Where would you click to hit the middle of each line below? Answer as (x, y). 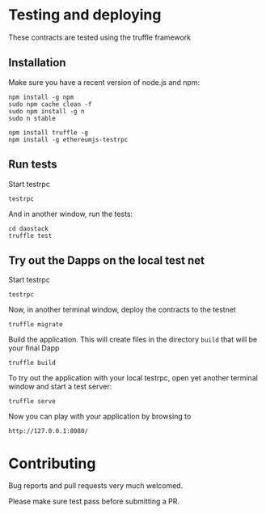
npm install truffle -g (49, 132)
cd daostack (28, 228)
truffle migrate (36, 325)
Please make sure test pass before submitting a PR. (94, 501)
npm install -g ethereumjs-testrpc (68, 139)
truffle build (32, 363)
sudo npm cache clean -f (50, 104)
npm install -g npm (41, 97)
